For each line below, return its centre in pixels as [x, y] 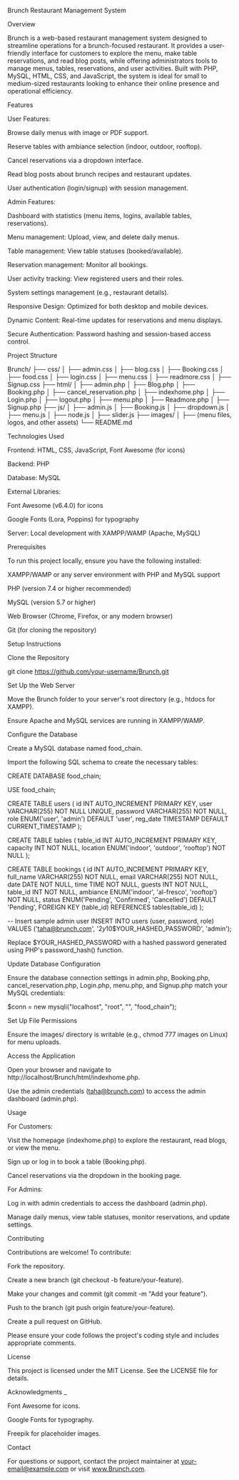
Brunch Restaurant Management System [67, 10]
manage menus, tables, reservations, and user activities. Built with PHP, [113, 68]
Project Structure [32, 355]
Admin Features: [31, 202]
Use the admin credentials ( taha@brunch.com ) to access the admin [107, 1091]
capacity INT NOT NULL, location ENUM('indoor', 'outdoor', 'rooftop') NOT [117, 848]
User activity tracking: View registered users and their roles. [96, 279]
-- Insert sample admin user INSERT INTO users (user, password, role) [111, 921]
